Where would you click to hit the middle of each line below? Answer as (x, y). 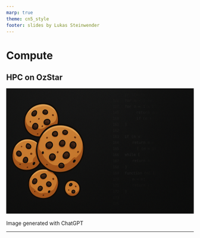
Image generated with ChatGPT (45, 223)
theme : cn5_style (28, 19)
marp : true (20, 13)
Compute (30, 55)
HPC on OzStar (35, 77)
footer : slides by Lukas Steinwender (53, 25)
